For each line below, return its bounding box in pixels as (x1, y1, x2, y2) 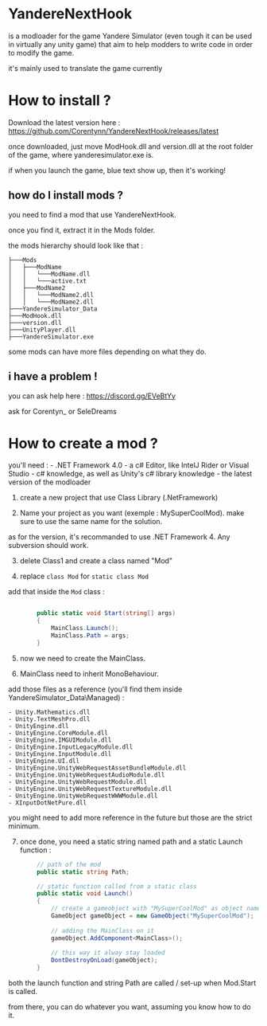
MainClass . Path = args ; (50, 632, 130, 640)
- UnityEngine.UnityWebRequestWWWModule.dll (8, 792, 158, 800)
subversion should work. (8, 541, 89, 550)
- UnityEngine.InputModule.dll (8, 750, 112, 758)
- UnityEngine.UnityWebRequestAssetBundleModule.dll (8, 764, 187, 772)
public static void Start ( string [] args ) (37, 609, 176, 617)
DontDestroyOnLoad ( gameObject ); (50, 957, 158, 965)
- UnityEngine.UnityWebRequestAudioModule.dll (8, 770, 165, 779)
